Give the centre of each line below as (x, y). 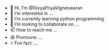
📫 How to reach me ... (33, 30)
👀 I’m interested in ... (31, 13)
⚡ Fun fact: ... (24, 43)
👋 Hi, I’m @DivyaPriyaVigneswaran (46, 8)
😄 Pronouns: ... (26, 37)
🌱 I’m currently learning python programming (57, 19)
